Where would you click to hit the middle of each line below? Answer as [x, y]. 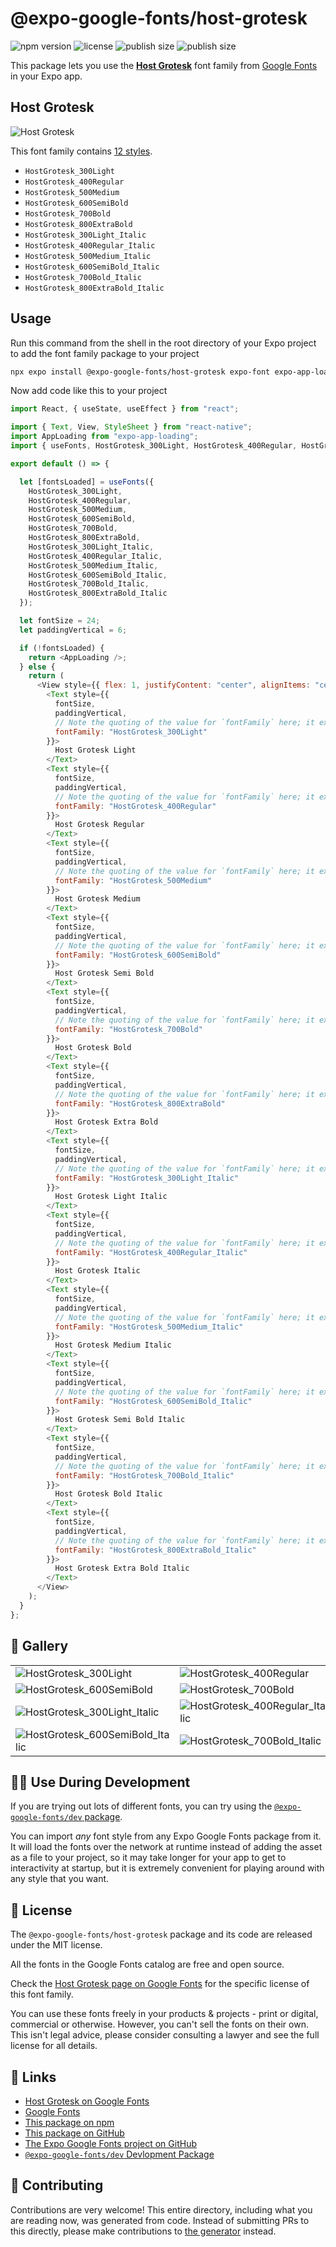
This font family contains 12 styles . [81, 151]
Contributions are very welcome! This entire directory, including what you [161, 2209]
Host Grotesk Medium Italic [113, 1345]
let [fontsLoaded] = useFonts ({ [87, 482]
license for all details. [54, 2046]
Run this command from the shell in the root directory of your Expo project [163, 343]
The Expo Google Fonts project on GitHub [110, 2143]
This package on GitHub [74, 2133]
